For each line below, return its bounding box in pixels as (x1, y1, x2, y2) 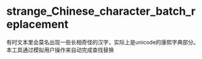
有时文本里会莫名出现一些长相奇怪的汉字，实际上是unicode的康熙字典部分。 (6, 38, 200, 45)
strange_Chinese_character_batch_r (6, 4, 196, 18)
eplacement (6, 17, 69, 31)
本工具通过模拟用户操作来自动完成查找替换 (6, 46, 114, 53)
